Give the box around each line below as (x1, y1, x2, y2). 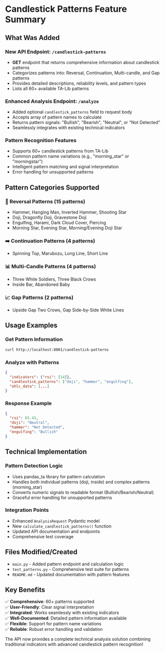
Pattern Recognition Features (5, 137, 77, 144)
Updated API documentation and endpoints (12, 528, 100, 534)
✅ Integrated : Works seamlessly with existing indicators (5, 610, 119, 616)
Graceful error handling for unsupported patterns (12, 495, 112, 500)
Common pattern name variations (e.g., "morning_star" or (12, 154, 130, 159)
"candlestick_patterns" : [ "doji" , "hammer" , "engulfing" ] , (9, 379, 133, 384)
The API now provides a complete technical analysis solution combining (5, 636, 151, 642)
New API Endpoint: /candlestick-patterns (5, 48, 106, 55)
